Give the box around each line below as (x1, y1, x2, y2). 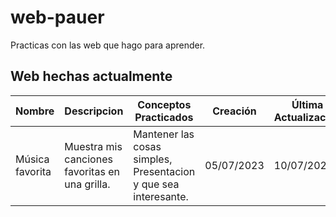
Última (291, 97, 324, 111)
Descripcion (64, 104, 124, 118)
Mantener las (133, 127, 195, 141)
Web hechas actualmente (10, 68, 173, 85)
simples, (133, 152, 173, 166)
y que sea (133, 177, 180, 191)
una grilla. (64, 177, 111, 191)
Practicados (134, 110, 194, 124)
